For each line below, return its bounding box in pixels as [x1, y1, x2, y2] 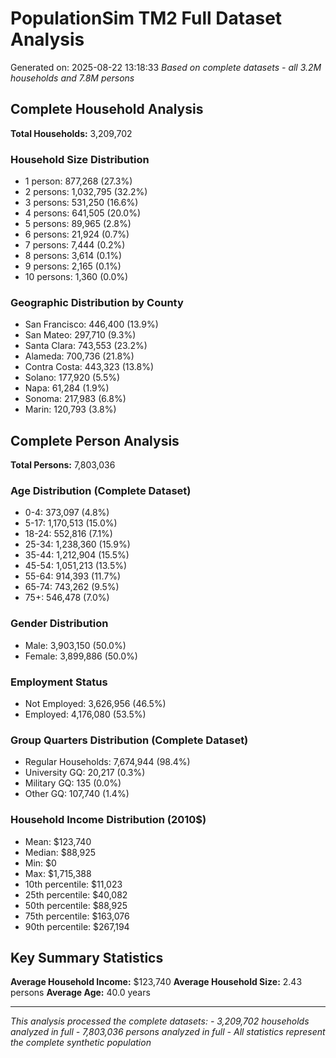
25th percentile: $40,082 [24, 888, 128, 901]
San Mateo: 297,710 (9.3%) [24, 329, 137, 341]
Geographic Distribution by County [10, 295, 184, 309]
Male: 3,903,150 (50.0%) [24, 639, 127, 651]
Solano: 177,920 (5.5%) [24, 372, 121, 384]
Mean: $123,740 [24, 835, 92, 847]
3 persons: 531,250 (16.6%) [24, 197, 139, 209]
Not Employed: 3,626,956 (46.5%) [24, 698, 167, 710]
